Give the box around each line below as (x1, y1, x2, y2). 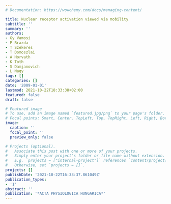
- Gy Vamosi (5, 36, 31, 41)
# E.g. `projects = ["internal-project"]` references (5, 158, 126, 163)
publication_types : (5, 177, 47, 182)
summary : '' (5, 26, 31, 31)
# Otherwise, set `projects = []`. (5, 163, 85, 168)
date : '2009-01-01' (5, 83, 47, 88)
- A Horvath (5, 54, 31, 60)
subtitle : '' (5, 21, 33, 26)
